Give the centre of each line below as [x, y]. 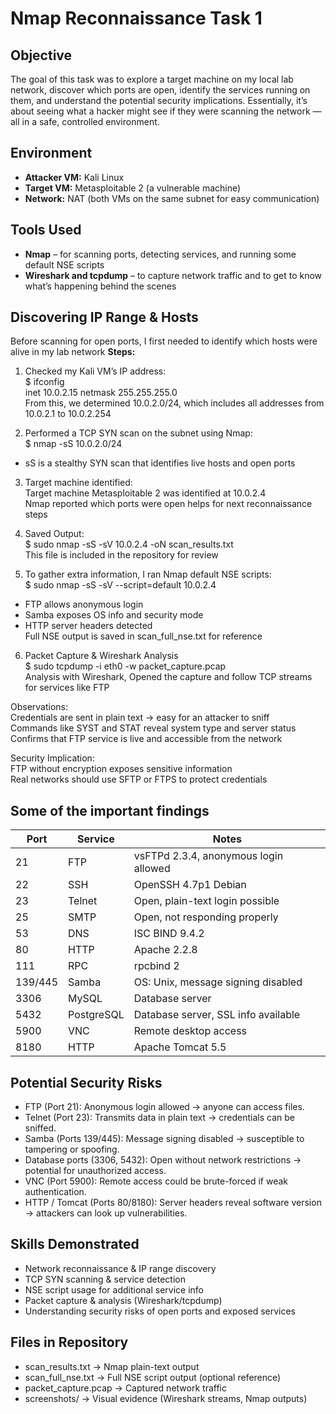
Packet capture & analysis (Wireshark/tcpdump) [123, 1300]
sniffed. [40, 1128]
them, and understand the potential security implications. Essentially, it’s [159, 100]
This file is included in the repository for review [121, 555]
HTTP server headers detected [88, 626]
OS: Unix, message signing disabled [218, 982]
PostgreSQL [96, 1015]
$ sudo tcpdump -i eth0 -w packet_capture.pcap [125, 666]
